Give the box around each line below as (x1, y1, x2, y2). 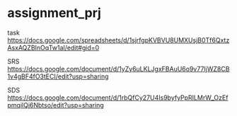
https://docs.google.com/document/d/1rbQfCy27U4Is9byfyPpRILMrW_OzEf (7, 93, 229, 102)
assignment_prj (7, 5, 101, 21)
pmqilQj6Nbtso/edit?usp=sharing (7, 100, 104, 109)
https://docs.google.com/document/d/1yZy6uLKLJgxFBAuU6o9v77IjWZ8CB (7, 64, 230, 73)
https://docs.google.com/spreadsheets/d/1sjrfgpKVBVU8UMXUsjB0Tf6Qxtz (7, 35, 230, 44)
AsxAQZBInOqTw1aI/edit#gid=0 (7, 43, 100, 52)
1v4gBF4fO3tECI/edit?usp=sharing (7, 72, 109, 81)
